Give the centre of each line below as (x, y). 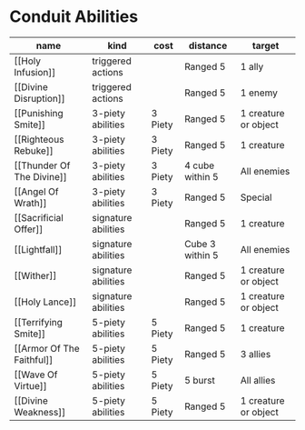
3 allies (256, 354)
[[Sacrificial (39, 217)
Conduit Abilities (74, 17)
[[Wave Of (36, 375)
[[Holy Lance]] (45, 302)
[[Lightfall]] (38, 249)
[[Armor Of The (47, 348)
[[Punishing (39, 113)
